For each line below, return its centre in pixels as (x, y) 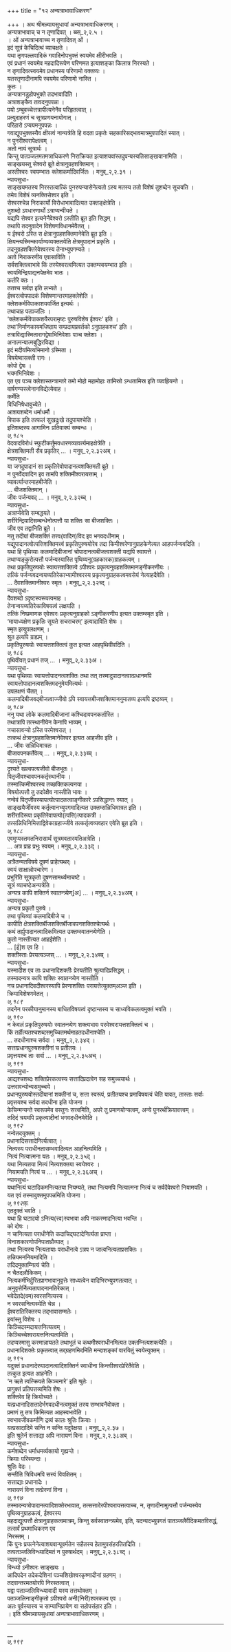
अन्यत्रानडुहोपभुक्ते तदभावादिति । (43, 94)
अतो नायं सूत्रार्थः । (27, 149)
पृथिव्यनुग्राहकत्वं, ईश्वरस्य (34, 1513)
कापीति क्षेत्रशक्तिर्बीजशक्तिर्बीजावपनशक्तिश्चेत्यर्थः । (61, 924)
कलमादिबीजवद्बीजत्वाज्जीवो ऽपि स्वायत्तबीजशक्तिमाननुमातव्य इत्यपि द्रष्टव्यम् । (90, 699)
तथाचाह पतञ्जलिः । (29, 311)
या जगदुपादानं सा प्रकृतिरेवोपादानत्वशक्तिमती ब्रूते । (61, 466)
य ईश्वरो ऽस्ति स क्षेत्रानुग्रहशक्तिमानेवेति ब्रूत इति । (60, 234)
